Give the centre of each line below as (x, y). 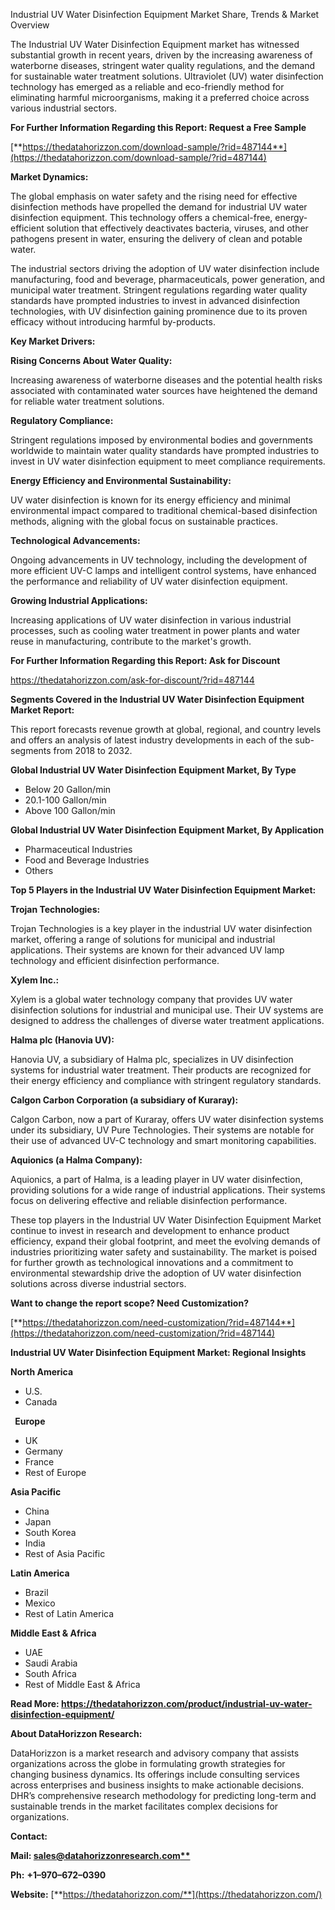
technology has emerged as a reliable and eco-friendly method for (147, 87)
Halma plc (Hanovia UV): (62, 1040)
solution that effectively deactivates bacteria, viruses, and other (177, 228)
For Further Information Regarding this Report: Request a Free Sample (158, 127)
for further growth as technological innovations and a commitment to (152, 1262)
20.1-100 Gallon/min (65, 800)
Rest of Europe (55, 1472)
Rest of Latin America (69, 1613)
